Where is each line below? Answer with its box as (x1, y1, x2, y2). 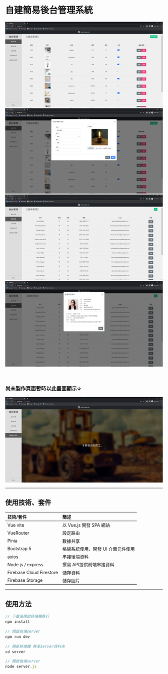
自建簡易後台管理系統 (5, 5, 93, 16)
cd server (5, 649, 26, 654)
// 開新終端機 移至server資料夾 (5, 644, 65, 649)
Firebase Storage (7, 577, 43, 583)
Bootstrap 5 (7, 546, 31, 552)
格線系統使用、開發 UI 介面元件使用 (62, 546, 135, 552)
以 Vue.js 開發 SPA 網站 (62, 522, 110, 528)
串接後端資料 (62, 554, 89, 560)
